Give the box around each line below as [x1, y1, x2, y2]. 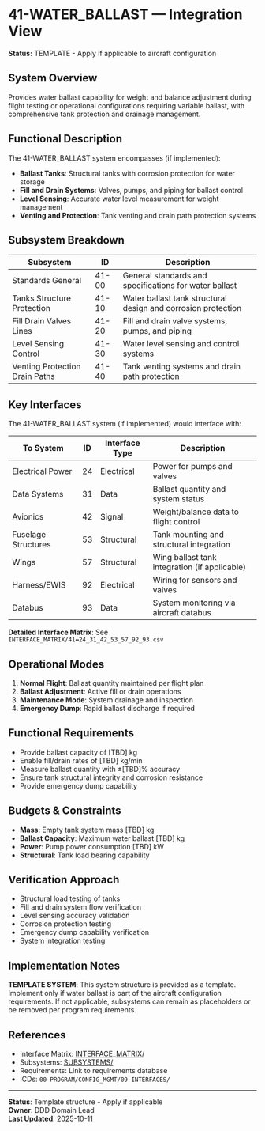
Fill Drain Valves [12, 316, 72, 327]
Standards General [12, 275, 82, 286]
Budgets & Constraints [8, 804, 121, 818]
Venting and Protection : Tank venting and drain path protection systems [19, 210, 256, 220]
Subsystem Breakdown [8, 233, 125, 247]
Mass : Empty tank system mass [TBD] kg [19, 825, 155, 834]
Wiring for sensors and [152, 575, 238, 586]
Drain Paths [12, 371, 55, 382]
